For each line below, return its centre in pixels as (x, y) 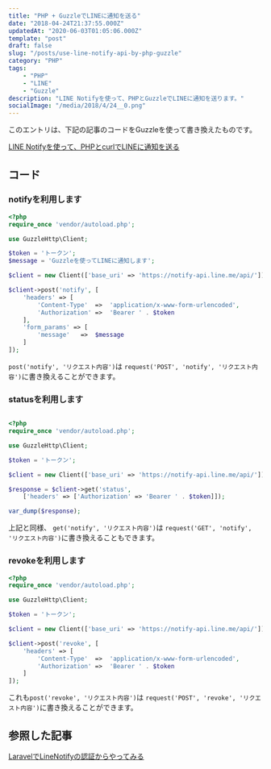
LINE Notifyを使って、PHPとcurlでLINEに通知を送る (94, 147)
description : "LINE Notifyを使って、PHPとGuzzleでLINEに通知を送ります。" (126, 98)
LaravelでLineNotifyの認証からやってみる (76, 756)
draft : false (30, 46)
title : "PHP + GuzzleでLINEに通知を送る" (75, 16)
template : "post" (38, 38)
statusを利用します (46, 399)
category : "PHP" (35, 61)
